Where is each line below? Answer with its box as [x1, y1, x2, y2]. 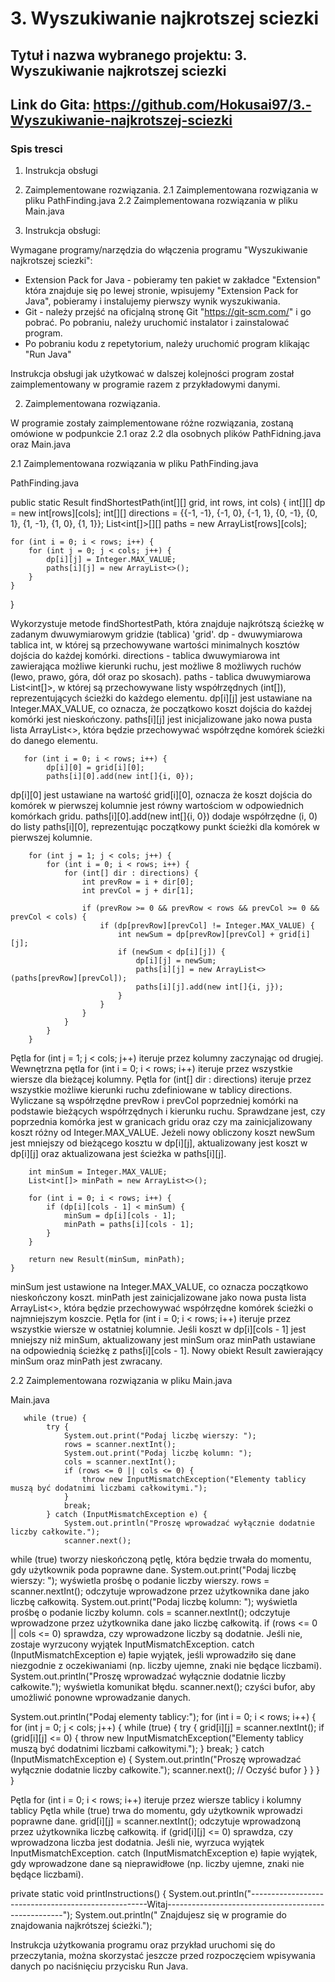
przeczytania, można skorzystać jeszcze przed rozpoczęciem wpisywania [10, 1950, 316, 1962]
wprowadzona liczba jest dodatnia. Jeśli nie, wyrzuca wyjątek [10, 1837, 265, 1849]
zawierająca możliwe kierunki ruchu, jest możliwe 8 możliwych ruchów [10, 660, 302, 672]
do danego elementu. [10, 735, 98, 747]
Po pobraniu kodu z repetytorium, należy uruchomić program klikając [24, 338, 311, 350]
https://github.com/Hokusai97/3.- [93, 96, 312, 113]
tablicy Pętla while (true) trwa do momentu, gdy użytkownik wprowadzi [10, 1805, 303, 1817]
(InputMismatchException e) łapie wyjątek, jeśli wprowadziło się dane [10, 1649, 297, 1661]
